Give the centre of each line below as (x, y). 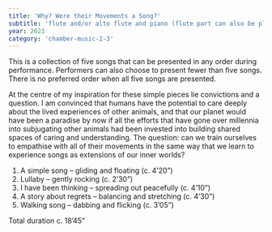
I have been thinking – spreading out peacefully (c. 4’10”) (115, 188)
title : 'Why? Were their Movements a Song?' (85, 16)
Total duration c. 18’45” (47, 221)
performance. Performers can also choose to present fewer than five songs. (135, 71)
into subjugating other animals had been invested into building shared (125, 129)
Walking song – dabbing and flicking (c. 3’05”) (97, 205)
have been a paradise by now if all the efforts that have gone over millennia (134, 120)
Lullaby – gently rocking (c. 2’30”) (76, 179)
